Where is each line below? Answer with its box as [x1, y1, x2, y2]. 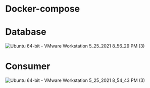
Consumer [5, 61, 51, 72]
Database [5, 26, 46, 38]
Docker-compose [5, 3, 80, 15]
